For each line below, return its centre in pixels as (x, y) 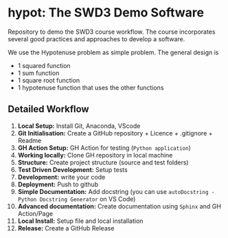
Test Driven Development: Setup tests (72, 169)
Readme (30, 140)
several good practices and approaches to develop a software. (96, 39)
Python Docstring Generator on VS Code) (77, 199)
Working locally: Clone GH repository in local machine (95, 155)
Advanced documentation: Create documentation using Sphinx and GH (119, 206)
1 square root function (49, 80)
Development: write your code (61, 177)
